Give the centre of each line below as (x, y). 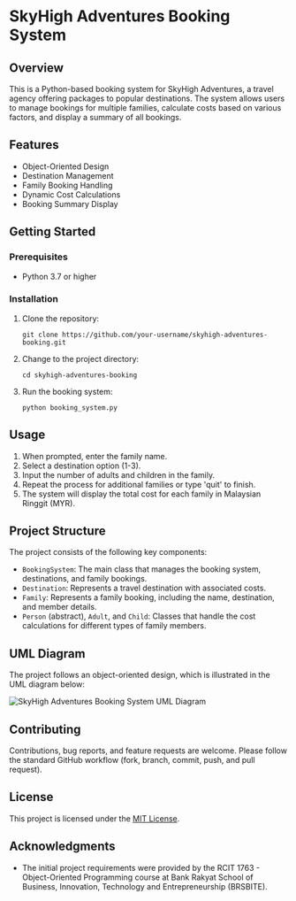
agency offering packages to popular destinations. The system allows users (147, 98)
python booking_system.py (69, 408)
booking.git (44, 343)
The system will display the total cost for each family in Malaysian (141, 494)
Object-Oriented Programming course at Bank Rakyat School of (137, 877)
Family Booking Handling (67, 185)
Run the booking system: (67, 391)
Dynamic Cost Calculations (71, 194)
